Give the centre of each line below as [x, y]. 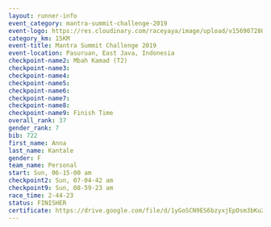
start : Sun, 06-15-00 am [50, 173]
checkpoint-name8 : [39, 105]
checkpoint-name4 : [39, 76]
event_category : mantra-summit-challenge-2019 [88, 23]
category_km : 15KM [39, 38]
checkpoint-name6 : [39, 91]
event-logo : [28, 31]
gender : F [25, 158]
